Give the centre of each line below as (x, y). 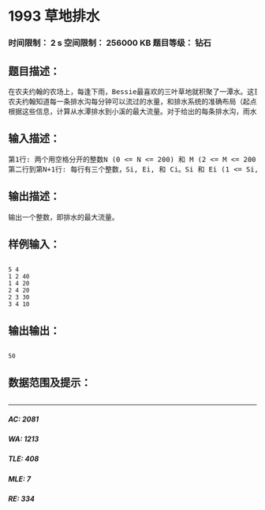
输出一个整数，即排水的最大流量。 (63, 217)
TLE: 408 (24, 459)
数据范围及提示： (50, 382)
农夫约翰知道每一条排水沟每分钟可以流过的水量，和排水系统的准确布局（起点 (132, 101)
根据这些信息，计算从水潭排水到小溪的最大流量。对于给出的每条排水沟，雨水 (132, 111)
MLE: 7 (20, 478)
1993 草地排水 (54, 16)
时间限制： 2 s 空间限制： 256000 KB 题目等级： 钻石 (110, 43)
